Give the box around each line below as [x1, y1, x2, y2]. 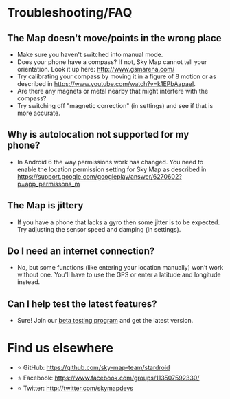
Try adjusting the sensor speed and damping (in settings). [16, 225, 181, 233]
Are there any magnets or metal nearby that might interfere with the [16, 87, 209, 95]
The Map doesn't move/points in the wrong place [7, 32, 222, 44]
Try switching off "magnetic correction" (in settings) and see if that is [16, 102, 214, 109]
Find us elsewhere [7, 341, 114, 356]
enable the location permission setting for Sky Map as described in [16, 165, 207, 173]
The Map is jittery [7, 199, 84, 211]
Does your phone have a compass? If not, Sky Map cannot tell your [16, 58, 207, 66]
